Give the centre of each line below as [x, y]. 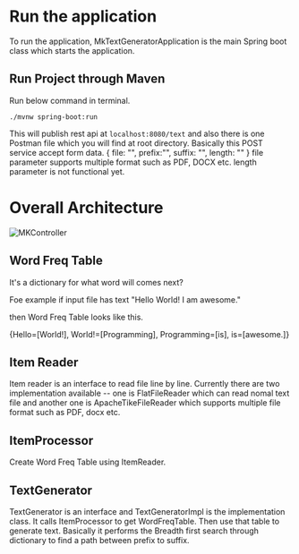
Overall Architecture [86, 207]
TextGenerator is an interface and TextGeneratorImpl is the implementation [147, 511]
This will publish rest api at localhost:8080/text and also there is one [137, 133]
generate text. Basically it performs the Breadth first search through [134, 531]
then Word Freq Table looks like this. [76, 317]
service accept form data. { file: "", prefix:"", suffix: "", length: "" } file [137, 152]
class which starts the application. [72, 50]
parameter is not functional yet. [67, 171]
